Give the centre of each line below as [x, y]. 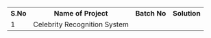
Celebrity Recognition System [81, 24]
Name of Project [81, 13]
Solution [186, 13]
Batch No [151, 13]
